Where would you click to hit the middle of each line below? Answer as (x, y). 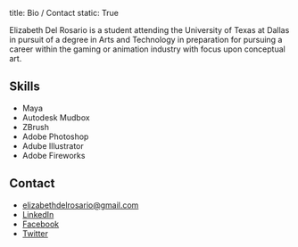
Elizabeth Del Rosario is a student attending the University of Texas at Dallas (149, 30)
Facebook (41, 224)
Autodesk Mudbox (56, 117)
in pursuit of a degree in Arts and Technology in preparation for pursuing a (146, 40)
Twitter (35, 233)
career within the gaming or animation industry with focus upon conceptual (147, 49)
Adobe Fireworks (54, 155)
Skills (25, 87)
